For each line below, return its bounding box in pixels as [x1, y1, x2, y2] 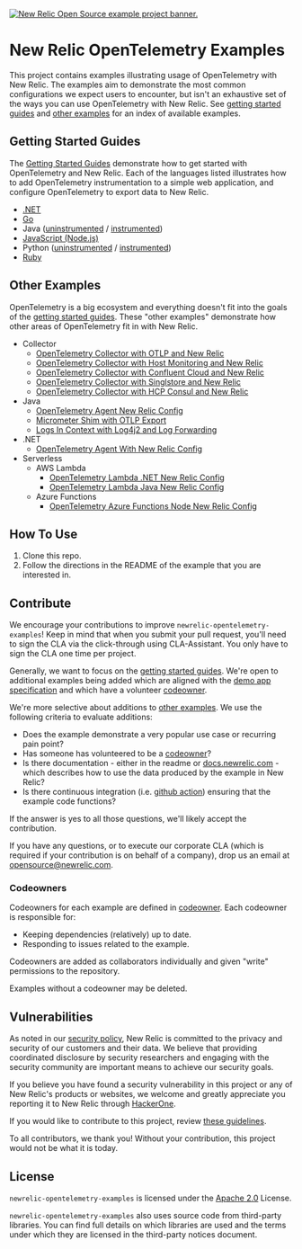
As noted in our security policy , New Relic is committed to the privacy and [9, 1033, 283, 1044]
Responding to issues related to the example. [22, 939, 190, 950]
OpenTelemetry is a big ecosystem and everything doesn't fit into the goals [9, 301, 288, 312]
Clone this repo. [22, 550, 82, 561]
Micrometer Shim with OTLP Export [35, 415, 167, 425]
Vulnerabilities [9, 1009, 93, 1024]
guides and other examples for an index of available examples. [9, 108, 241, 119]
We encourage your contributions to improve [9, 620, 175, 630]
